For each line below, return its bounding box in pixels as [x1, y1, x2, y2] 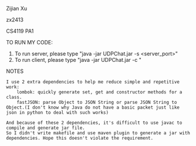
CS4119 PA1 [6, 27, 34, 34]
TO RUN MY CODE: [6, 39, 53, 46]
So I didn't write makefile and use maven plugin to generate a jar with [6, 130, 191, 136]
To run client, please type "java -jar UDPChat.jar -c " [14, 57, 142, 63]
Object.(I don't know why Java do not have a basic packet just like [6, 105, 180, 110]
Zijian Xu [6, 5, 28, 12]
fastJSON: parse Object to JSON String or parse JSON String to [16, 99, 177, 105]
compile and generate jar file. [6, 125, 85, 131]
